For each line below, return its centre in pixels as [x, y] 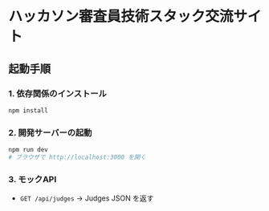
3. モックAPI [33, 179]
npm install [28, 110]
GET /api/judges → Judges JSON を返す [87, 198]
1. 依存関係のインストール [57, 93]
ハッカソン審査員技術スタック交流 [121, 16]
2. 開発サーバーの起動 [50, 132]
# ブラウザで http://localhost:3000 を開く [77, 157]
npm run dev [28, 150]
